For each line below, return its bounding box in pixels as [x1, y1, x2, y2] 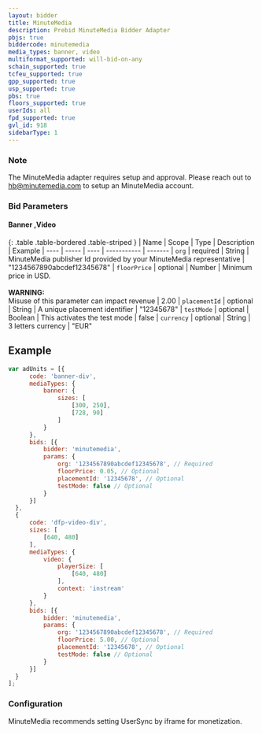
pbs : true [8, 92, 41, 100]
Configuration [8, 699, 63, 710]
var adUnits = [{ [8, 365, 65, 373]
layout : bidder [8, 11, 58, 20]
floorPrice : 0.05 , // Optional [57, 468, 160, 476]
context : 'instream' [57, 584, 125, 593]
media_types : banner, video [8, 48, 101, 56]
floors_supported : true [8, 99, 87, 107]
